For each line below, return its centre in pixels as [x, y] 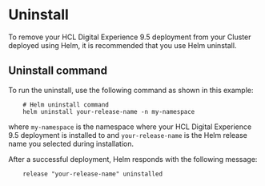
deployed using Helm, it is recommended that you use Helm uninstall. [122, 45]
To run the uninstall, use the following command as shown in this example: [131, 90]
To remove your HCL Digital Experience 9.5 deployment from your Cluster [130, 37]
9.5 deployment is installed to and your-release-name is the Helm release [128, 135]
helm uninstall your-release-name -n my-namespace [109, 111]
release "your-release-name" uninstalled [92, 174]
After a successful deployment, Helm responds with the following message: [133, 159]
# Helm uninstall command [66, 105]
